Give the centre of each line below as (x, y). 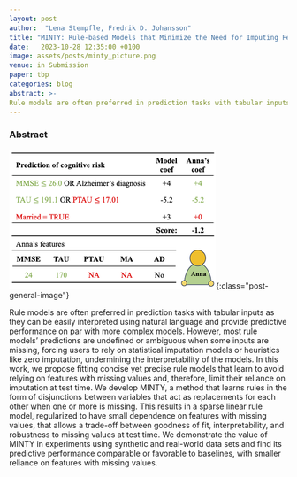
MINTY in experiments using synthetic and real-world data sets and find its (146, 443)
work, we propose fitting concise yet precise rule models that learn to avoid (147, 368)
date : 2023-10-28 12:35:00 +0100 (75, 47)
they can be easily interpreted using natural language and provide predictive (148, 321)
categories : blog (41, 84)
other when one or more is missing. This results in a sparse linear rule (136, 406)
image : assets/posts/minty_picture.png (83, 56)
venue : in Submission (49, 65)
